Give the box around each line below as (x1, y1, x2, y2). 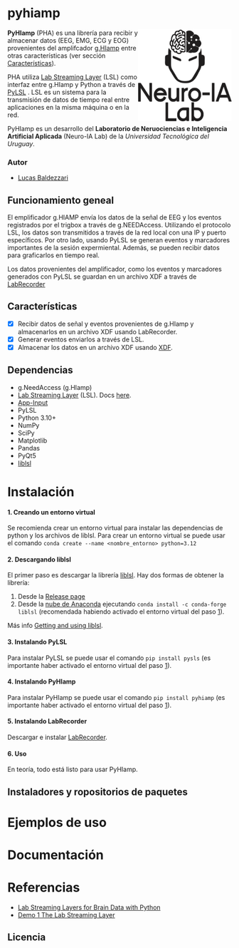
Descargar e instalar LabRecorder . (7, 733, 108, 742)
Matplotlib (17, 436, 48, 445)
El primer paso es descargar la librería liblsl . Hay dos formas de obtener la (7, 571, 224, 579)
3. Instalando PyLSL (7, 638, 68, 646)
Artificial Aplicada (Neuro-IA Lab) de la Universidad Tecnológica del (7, 132, 210, 140)
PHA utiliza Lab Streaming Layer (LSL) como (7, 73, 137, 81)
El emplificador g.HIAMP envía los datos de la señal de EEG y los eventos (7, 213, 222, 222)
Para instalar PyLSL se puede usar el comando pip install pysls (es (7, 654, 211, 662)
